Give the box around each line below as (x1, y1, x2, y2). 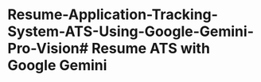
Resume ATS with (92, 40, 210, 57)
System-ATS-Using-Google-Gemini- (7, 22, 254, 41)
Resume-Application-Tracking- (7, 6, 218, 24)
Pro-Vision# (7, 40, 89, 57)
